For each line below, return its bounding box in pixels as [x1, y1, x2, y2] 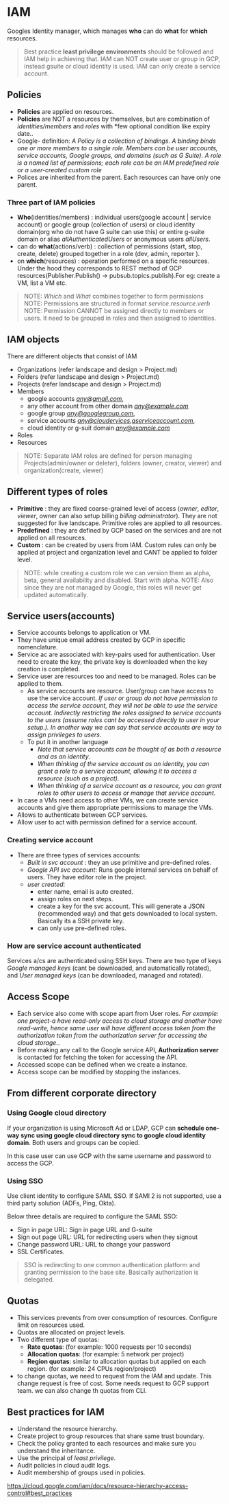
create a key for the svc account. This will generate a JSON [37, 902, 205, 910]
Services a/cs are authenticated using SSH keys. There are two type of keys [7, 957, 222, 965]
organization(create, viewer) [23, 466, 104, 474]
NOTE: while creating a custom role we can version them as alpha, [23, 568, 211, 577]
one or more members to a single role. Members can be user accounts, [16, 143, 218, 152]
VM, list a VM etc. [16, 279, 67, 287]
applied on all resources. [16, 533, 87, 542]
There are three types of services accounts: [16, 851, 142, 859]
